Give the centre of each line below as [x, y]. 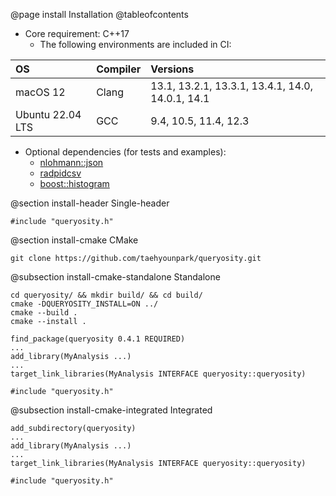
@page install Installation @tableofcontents [99, 14]
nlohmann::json [71, 162]
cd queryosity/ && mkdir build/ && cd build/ [106, 295]
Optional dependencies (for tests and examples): [125, 152]
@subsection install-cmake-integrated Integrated [111, 410]
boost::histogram [74, 183]
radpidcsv [60, 173]
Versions [172, 69]
